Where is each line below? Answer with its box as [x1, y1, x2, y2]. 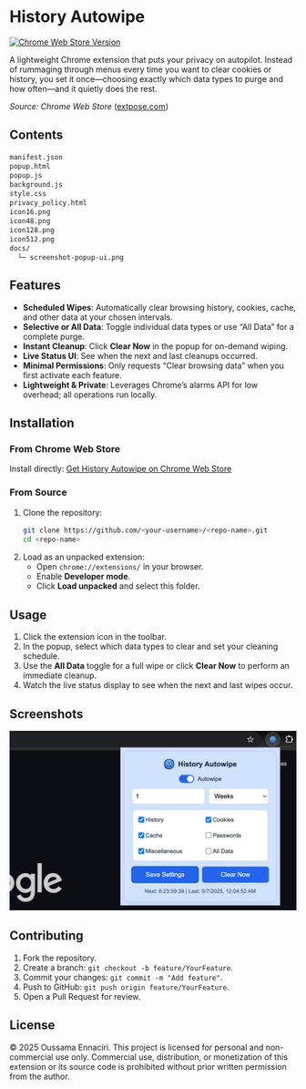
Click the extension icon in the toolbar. [22, 632, 167, 642]
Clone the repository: [22, 507, 103, 518]
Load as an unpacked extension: [22, 551, 146, 562]
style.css [9, 189, 47, 198]
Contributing [9, 928, 84, 944]
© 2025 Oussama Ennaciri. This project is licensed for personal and [9, 1042, 264, 1053]
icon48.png [9, 216, 51, 225]
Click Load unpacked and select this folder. [36, 580, 200, 591]
